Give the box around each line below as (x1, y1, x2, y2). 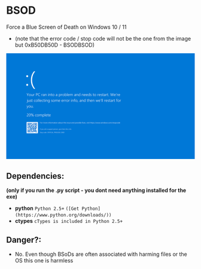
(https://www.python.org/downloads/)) (14, 212, 112, 218)
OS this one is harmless (14, 257, 74, 264)
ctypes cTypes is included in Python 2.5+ (14, 218, 123, 225)
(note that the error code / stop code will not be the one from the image (14, 35, 191, 42)
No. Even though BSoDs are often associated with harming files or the (14, 250, 187, 258)
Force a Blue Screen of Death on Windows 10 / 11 (6, 23, 127, 30)
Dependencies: (6, 171, 65, 181)
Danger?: (6, 234, 42, 245)
